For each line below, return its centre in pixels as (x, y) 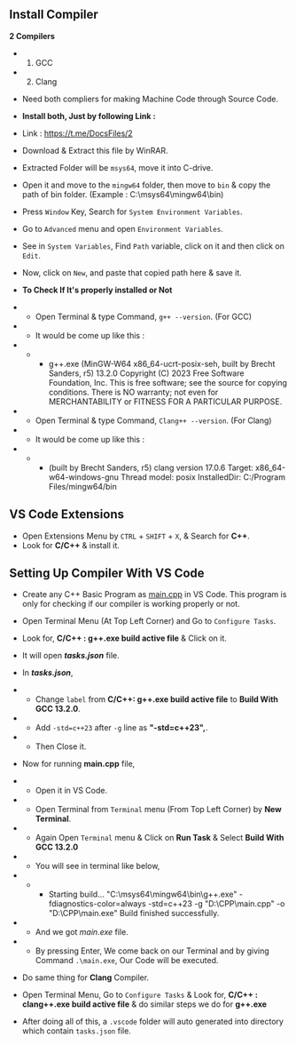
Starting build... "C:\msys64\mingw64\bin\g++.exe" (143, 894)
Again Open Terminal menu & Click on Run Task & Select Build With (160, 838)
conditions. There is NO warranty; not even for (133, 392)
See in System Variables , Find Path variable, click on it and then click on (153, 246)
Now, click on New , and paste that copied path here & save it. (132, 272)
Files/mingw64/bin (83, 486)
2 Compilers (32, 36)
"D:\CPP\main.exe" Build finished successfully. (134, 913)
